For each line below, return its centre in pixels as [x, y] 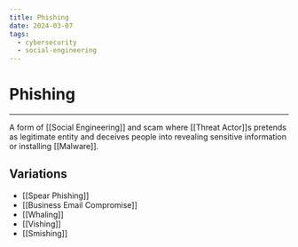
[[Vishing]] [42, 224]
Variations [39, 174]
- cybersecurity [47, 42]
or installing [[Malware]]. [54, 147]
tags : [19, 34]
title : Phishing [39, 17]
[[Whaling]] [43, 214]
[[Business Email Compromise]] [79, 204]
